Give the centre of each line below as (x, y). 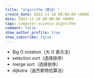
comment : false (21, 28)
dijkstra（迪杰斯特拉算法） (39, 70)
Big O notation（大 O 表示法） (42, 52)
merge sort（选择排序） (36, 64)
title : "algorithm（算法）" (32, 10)
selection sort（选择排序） (39, 58)
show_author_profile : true (33, 33)
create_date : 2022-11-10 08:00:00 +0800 (47, 14)
